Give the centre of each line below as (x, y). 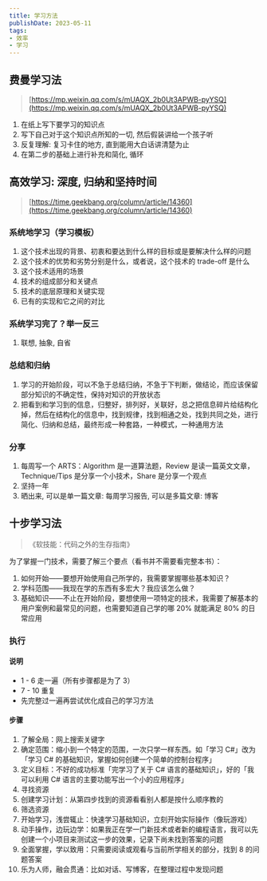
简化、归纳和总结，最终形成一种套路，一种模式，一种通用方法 (122, 424)
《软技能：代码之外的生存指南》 (81, 544)
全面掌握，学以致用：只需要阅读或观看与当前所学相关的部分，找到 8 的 (137, 849)
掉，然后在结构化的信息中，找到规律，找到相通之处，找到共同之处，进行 (139, 414)
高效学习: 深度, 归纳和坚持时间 (83, 182)
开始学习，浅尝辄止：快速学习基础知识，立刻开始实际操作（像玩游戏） (136, 819)
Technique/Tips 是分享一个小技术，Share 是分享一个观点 (114, 475)
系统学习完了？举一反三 (54, 323)
